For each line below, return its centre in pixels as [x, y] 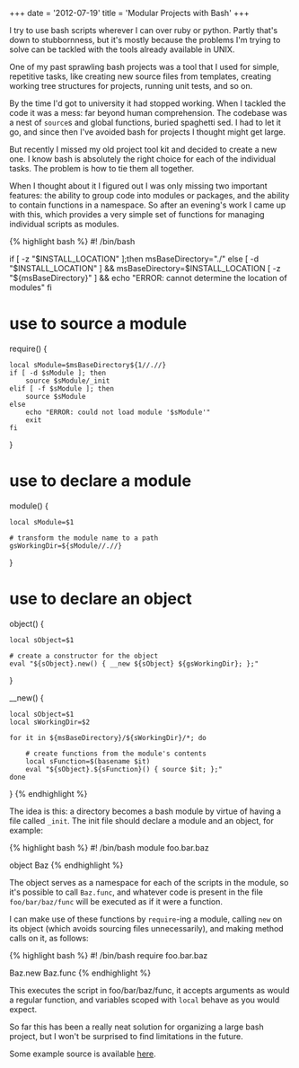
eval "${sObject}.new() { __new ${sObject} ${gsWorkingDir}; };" [134, 664]
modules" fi [31, 287]
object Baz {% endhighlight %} [66, 865]
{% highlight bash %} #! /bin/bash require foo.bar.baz [109, 955]
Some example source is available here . [83, 1054]
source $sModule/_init [68, 381]
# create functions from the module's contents [116, 754]
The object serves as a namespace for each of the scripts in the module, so [149, 882]
